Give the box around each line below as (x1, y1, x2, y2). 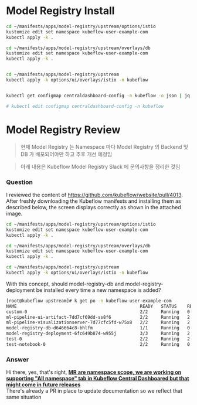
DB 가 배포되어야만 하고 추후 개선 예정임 (20, 151, 113, 158)
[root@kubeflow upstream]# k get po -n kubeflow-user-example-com (6, 298, 172, 304)
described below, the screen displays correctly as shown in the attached (6, 203, 182, 210)
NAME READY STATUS (6, 303, 177, 309)
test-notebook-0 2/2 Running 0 (6, 341, 191, 347)
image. (6, 210, 23, 217)
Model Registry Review (6, 123, 121, 136)
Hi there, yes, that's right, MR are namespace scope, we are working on (6, 369, 182, 376)
